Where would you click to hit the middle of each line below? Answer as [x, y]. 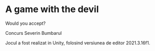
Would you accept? [25, 23]
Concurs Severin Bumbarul [34, 33]
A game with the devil [52, 9]
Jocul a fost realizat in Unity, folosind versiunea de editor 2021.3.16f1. [78, 43]
